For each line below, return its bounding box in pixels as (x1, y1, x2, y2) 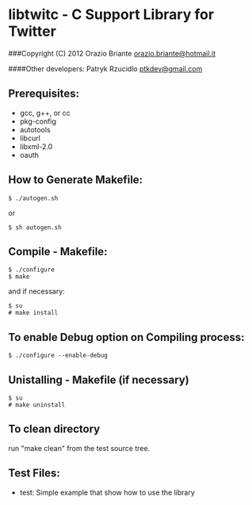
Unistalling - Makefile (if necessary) (8, 373, 189, 386)
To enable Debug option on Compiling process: (8, 331, 245, 344)
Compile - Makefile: (8, 244, 108, 258)
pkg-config (19, 117, 57, 126)
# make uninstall (8, 401, 66, 409)
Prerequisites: (8, 87, 79, 101)
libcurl (19, 133, 41, 143)
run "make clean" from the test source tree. (8, 443, 151, 453)
